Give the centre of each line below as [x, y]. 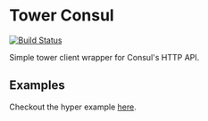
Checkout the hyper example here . [73, 107]
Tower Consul [62, 16]
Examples [37, 85]
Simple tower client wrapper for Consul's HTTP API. [104, 57]
